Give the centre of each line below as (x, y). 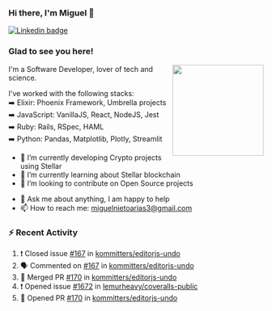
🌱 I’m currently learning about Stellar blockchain (100, 174)
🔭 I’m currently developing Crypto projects (91, 158)
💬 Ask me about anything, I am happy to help (95, 199)
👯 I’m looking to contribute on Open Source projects (106, 183)
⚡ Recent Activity (43, 232)
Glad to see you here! (51, 52)
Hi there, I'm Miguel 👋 (51, 13)
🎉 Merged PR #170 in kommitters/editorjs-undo (98, 277)
